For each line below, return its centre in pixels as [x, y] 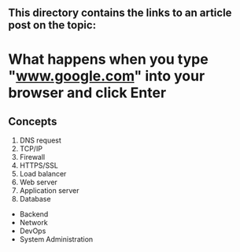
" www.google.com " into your [107, 76]
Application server [50, 191]
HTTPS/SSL [39, 165]
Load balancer [43, 174]
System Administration [56, 239]
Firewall [32, 157]
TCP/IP [31, 149]
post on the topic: [52, 26]
